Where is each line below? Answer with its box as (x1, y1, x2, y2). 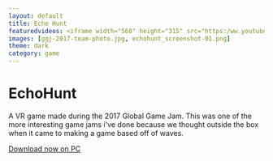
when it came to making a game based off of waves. (8, 128, 184, 138)
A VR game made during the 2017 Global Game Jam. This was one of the (8, 111, 253, 121)
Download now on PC (8, 143, 81, 154)
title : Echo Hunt (8, 19, 67, 28)
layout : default (8, 11, 63, 20)
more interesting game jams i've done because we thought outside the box (8, 119, 259, 129)
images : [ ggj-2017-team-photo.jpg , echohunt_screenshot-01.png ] (8, 34, 231, 43)
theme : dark (8, 42, 49, 50)
